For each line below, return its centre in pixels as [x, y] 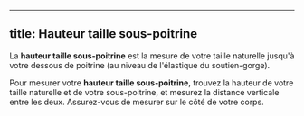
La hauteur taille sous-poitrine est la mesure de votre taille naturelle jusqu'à [152, 56]
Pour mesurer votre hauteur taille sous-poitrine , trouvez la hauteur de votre [152, 83]
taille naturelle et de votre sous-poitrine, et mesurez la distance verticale [144, 92]
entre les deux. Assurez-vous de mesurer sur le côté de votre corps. [137, 102]
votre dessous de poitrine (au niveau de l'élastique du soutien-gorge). [140, 65]
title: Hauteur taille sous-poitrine [104, 34]
